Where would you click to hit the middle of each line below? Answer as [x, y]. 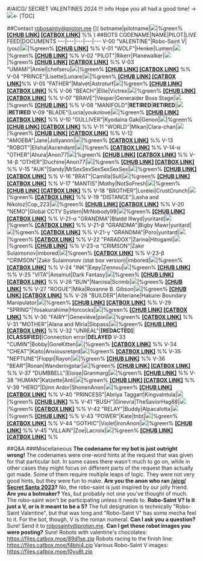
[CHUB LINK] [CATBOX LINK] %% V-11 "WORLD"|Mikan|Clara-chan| [92, 127]
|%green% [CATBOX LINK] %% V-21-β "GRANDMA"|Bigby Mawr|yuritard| [99, 225]
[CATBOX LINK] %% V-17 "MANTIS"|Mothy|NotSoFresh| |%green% [94, 183]
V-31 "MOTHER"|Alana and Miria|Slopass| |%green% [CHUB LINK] [92, 324]
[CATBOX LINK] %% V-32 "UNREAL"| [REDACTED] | [71, 330]
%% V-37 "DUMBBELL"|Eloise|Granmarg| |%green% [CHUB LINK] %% [98, 373]
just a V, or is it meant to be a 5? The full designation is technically [89, 507]
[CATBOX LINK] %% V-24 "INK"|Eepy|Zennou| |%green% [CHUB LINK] [99, 267]
